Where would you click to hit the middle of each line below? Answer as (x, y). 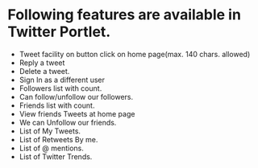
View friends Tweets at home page (77, 113)
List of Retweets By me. (58, 139)
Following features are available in (124, 15)
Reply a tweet (42, 63)
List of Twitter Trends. (56, 156)
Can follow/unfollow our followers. (76, 96)
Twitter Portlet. (59, 32)
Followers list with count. (60, 88)
